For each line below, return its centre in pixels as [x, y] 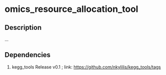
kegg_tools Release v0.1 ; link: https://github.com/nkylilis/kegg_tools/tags [86, 67]
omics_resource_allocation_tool [71, 9]
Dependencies [28, 55]
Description [23, 28]
